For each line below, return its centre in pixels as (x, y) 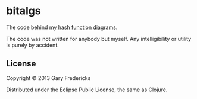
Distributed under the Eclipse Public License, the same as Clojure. (87, 90)
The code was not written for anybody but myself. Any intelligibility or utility (99, 39)
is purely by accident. (33, 45)
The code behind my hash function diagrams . (62, 27)
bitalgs (24, 11)
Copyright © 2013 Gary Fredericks (49, 78)
